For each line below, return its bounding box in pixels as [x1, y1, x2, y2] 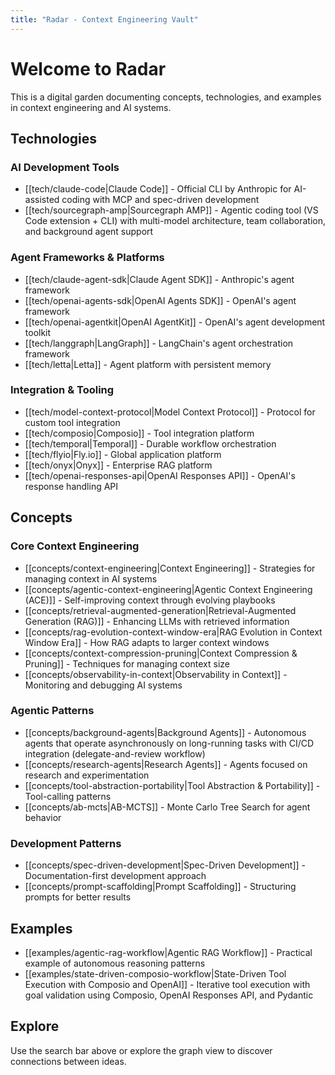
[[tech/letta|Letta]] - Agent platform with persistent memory [24, 358, 272, 370]
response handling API [24, 480, 119, 492]
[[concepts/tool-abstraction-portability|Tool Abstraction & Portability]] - [24, 779, 321, 791]
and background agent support [24, 226, 154, 238]
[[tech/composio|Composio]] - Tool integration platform [24, 427, 255, 439]
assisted [24, 194, 60, 206]
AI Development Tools [10, 160, 120, 174]
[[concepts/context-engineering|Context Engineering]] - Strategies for [24, 562, 316, 574]
